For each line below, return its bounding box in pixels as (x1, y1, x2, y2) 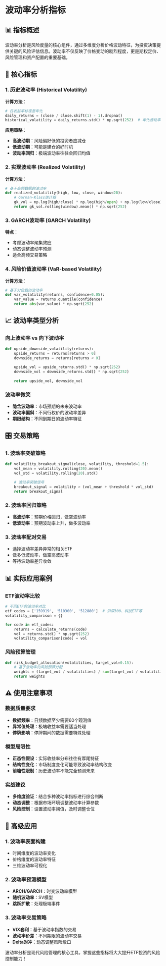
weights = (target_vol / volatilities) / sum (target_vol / (14, 669, 138, 674)
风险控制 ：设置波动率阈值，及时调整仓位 (12, 806, 95, 812)
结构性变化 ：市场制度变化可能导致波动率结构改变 (12, 761, 112, 768)
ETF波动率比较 (5, 592, 41, 599)
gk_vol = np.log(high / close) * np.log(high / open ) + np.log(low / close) (14, 200, 163, 205)
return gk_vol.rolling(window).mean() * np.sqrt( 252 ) (14, 204, 127, 210)
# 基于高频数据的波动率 (5, 186, 47, 191)
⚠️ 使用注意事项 (5, 689, 53, 698)
